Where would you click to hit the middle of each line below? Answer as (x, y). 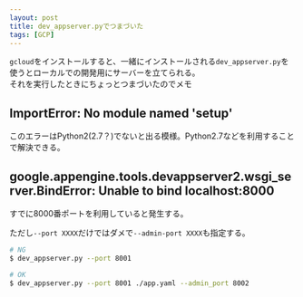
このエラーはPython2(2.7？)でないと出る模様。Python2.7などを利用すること (152, 136)
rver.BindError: (53, 191)
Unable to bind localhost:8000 (186, 191)
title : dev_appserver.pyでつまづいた (77, 26)
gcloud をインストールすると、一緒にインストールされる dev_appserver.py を (149, 62)
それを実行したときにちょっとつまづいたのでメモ (101, 84)
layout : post (34, 18)
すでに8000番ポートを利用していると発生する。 (99, 213)
